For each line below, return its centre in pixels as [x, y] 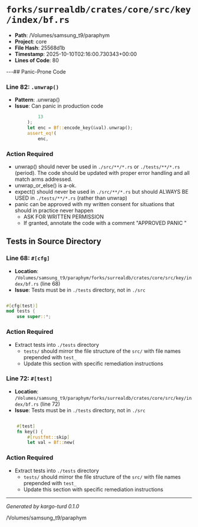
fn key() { [30, 432]
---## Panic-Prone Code [36, 71]
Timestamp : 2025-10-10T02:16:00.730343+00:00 [76, 54]
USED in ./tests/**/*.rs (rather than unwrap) [71, 198]
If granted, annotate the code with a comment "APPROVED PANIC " [105, 223]
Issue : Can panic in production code [59, 106]
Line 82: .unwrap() [33, 87]
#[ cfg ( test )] [22, 306]
